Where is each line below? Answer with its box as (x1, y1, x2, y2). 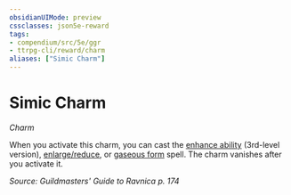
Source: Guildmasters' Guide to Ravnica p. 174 (9, 175, 180, 186)
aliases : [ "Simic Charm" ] (9, 54, 105, 63)
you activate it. (9, 158, 64, 169)
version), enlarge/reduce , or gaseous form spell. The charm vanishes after (9, 149, 282, 159)
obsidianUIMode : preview (9, 12, 101, 22)
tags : (9, 29, 29, 38)
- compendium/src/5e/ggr (9, 37, 101, 47)
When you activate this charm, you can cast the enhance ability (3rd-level (9, 139, 280, 150)
